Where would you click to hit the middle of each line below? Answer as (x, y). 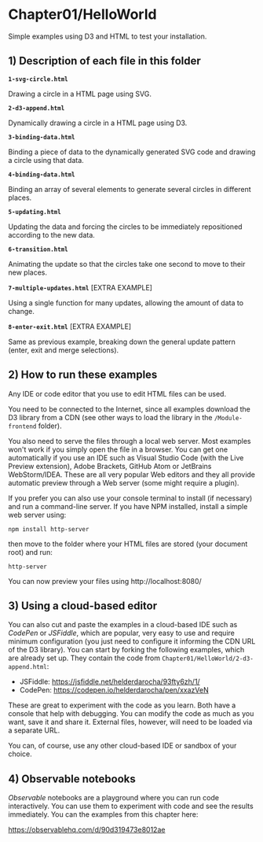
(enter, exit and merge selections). (64, 350)
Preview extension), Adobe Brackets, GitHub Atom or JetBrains (110, 466)
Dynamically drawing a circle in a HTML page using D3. (98, 123)
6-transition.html (38, 249)
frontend (22, 427)
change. (22, 311)
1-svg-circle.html (38, 79)
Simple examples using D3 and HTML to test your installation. (108, 36)
